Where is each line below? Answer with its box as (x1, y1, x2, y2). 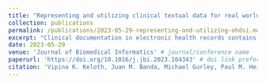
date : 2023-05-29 (8, 41, 66, 49)
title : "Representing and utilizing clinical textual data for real (8, 11, 239, 20)
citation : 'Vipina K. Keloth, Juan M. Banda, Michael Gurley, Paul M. (8, 63, 246, 71)
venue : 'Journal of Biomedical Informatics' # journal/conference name (8, 48, 249, 56)
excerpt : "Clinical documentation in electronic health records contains (8, 33, 257, 42)
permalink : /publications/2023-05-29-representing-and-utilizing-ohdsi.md (8, 26, 260, 34)
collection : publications (8, 19, 93, 27)
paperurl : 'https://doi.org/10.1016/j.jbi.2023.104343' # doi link (8, 56, 236, 64)
